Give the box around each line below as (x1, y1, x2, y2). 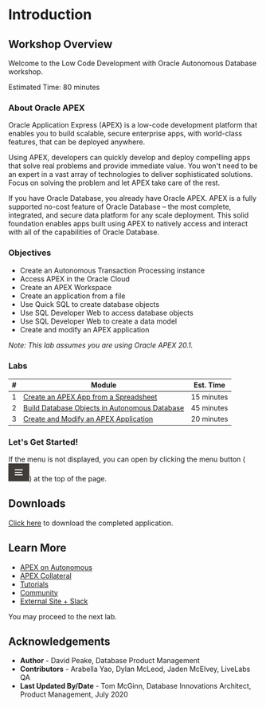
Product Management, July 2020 (19, 689, 129, 699)
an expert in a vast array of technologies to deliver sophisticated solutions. (8, 170, 253, 179)
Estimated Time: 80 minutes (8, 82, 100, 92)
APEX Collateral (19, 571, 72, 580)
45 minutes (190, 403, 229, 412)
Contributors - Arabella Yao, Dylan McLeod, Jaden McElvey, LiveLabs (19, 664, 251, 674)
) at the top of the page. (29, 473, 108, 483)
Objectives (8, 247, 52, 258)
